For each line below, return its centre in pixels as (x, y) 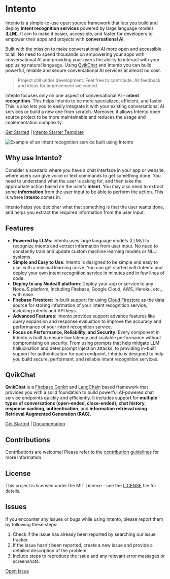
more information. (24, 457)
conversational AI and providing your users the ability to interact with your (82, 59)
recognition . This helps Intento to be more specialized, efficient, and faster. (84, 101)
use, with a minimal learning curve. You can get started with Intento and (88, 267)
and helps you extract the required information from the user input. (75, 212)
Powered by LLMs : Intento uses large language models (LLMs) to (81, 240)
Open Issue (17, 571)
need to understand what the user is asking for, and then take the (74, 181)
